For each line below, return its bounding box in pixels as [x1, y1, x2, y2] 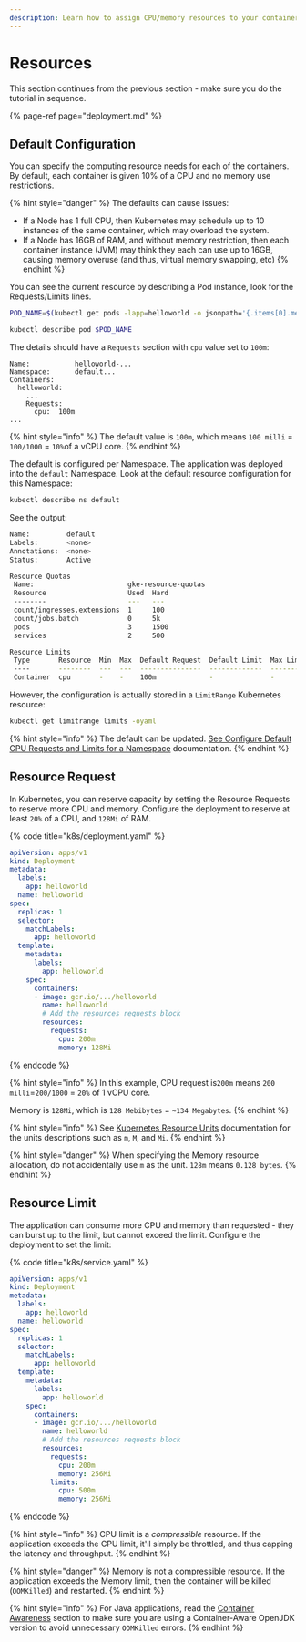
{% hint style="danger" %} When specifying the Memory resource [9, 1150, 260, 1161]
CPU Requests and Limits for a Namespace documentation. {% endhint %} [9, 742, 290, 753]
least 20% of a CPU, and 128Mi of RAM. [9, 812, 152, 823]
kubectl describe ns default [9, 496, 120, 505]
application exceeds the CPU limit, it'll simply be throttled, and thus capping [9, 1538, 293, 1550]
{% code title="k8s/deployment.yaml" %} [9, 831, 166, 842]
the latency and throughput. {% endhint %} [9, 1548, 171, 1559]
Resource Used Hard [13, 589, 169, 598]
